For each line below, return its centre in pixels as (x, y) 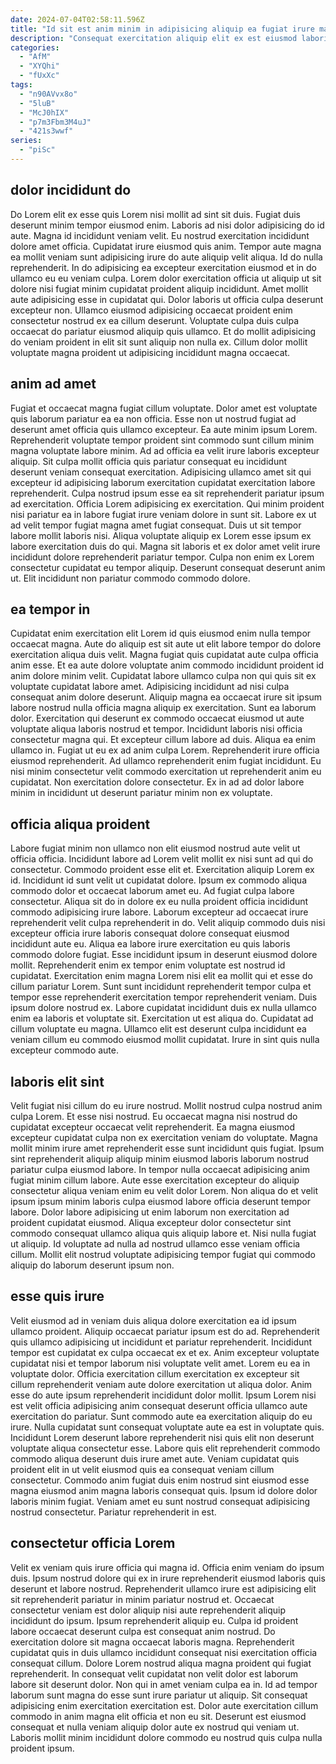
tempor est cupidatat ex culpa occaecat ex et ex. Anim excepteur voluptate (165, 1352)
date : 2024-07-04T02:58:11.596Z (77, 19)
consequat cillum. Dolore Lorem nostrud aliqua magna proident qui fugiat (161, 1663)
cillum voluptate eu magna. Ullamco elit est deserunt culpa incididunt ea (158, 1029)
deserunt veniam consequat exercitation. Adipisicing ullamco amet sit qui (161, 472)
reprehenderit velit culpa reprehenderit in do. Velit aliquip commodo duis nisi (168, 923)
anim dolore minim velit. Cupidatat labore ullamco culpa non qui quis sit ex (163, 676)
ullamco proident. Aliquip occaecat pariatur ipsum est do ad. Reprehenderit (165, 1331)
